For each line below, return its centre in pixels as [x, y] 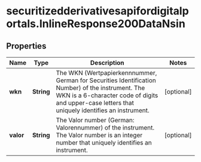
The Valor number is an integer [99, 135]
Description [107, 63]
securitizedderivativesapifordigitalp [98, 11]
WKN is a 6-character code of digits [107, 95]
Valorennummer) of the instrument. [105, 127]
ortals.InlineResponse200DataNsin [96, 24]
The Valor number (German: [95, 120]
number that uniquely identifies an [104, 142]
